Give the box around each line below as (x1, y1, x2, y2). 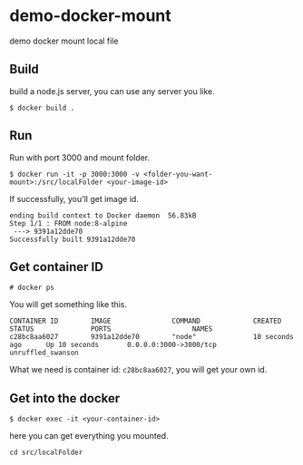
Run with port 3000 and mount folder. (9, 151, 151, 163)
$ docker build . (9, 103, 75, 112)
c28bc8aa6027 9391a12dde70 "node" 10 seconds (9, 333, 295, 342)
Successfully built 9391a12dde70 (9, 235, 136, 244)
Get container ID (9, 259, 104, 275)
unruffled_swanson (9, 348, 79, 358)
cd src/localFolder (9, 448, 83, 458)
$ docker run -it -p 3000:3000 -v (9, 170, 141, 179)
